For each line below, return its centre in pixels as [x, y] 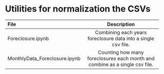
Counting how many [121, 52]
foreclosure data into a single [121, 38]
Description [121, 24]
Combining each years [121, 32]
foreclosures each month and [121, 58]
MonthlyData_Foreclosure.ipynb [44, 58]
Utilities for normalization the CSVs [78, 9]
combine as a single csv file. [121, 64]
